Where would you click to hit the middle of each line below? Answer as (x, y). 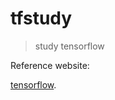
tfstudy (41, 18)
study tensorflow (69, 46)
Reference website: (50, 65)
